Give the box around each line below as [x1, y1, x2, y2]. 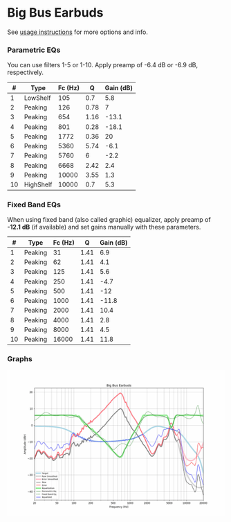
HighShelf [24, 180, 53, 189]
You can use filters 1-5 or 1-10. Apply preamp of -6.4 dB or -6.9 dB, [7, 61, 198, 69]
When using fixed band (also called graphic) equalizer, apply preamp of [7, 216, 211, 224]
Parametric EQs [7, 45, 61, 55]
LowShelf [24, 94, 51, 102]
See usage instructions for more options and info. [7, 28, 149, 36]
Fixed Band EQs [7, 200, 61, 209]
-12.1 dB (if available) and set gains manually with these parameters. [7, 223, 201, 232]
